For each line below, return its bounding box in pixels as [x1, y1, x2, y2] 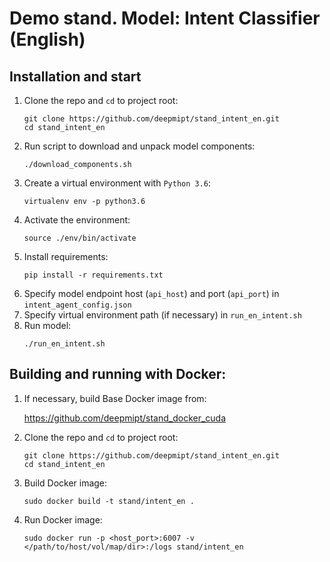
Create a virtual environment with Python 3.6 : [23, 177, 212, 189]
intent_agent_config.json [23, 300, 132, 310]
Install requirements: [23, 251, 109, 262]
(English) [9, 28, 86, 51]
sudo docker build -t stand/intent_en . [23, 496, 195, 506]
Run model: [23, 320, 72, 331]
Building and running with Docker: [9, 366, 227, 383]
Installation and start [9, 68, 142, 85]
